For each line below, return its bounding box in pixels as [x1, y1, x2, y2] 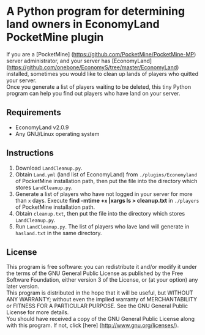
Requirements [6, 107, 61, 118]
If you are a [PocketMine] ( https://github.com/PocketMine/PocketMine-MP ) [6, 50, 196, 58]
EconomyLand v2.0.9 [15, 124, 69, 131]
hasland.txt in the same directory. [15, 229, 102, 236]
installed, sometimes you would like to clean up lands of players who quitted [6, 70, 199, 77]
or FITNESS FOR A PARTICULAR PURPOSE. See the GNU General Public [6, 302, 188, 310]
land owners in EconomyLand [6, 17, 160, 31]
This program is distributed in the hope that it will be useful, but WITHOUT [6, 289, 193, 296]
